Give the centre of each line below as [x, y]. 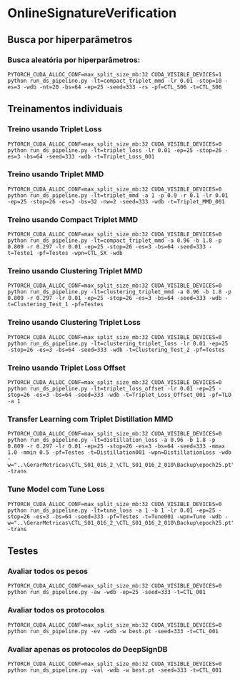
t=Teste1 [20, 253]
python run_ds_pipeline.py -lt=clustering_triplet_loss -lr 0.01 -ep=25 [118, 343]
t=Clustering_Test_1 [38, 305]
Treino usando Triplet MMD [56, 174]
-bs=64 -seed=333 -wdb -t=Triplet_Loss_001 [89, 156]
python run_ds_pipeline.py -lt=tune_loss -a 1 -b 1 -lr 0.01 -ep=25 [111, 510]
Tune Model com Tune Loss [56, 489]
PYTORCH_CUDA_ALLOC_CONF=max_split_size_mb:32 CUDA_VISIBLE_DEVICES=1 [115, 74]
